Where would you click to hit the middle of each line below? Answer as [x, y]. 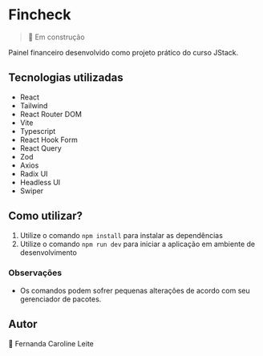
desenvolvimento [49, 252]
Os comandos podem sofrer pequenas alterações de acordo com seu [135, 290]
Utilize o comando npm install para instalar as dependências [121, 235]
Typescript [38, 131]
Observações [35, 273]
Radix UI [34, 173]
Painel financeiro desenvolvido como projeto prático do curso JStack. [123, 52]
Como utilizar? [45, 216]
